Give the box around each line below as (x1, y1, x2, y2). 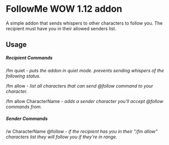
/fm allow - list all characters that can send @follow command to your (6, 83, 154, 89)
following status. (6, 73, 41, 79)
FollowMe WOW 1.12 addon (6, 3, 123, 15)
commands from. (6, 103, 42, 110)
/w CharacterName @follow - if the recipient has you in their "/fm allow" (6, 129, 158, 135)
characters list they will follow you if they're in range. (6, 134, 117, 140)
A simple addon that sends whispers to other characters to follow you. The (6, 20, 163, 26)
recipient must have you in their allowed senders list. (6, 25, 116, 31)
